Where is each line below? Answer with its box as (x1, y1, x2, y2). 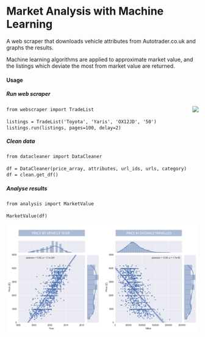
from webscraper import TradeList (6, 106, 95, 112)
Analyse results (6, 185, 48, 192)
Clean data (6, 137, 35, 145)
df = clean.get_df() (6, 172, 59, 178)
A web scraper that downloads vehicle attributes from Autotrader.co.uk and (6, 37, 196, 45)
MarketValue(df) (6, 213, 48, 219)
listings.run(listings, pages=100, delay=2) (6, 125, 121, 131)
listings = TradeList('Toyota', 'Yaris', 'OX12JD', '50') (6, 118, 157, 125)
